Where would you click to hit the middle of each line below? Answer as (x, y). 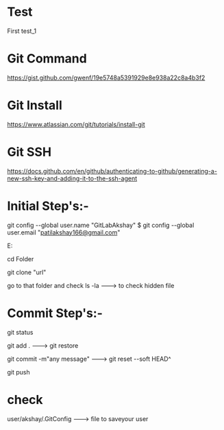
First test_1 (22, 31)
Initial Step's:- (48, 206)
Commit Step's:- (55, 313)
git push (19, 372)
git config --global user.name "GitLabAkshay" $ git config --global (101, 225)
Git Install (35, 105)
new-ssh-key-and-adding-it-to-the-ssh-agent (72, 178)
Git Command (47, 59)
